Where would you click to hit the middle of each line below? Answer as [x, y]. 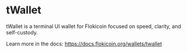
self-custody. [22, 32]
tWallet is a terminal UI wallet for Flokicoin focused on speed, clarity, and [93, 26]
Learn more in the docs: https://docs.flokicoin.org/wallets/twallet [84, 44]
